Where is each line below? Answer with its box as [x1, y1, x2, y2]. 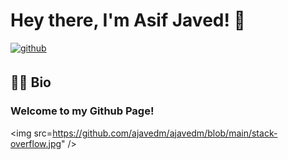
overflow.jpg [10, 137, 62, 149]
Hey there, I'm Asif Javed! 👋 [10, 9, 246, 32]
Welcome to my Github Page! [10, 104, 155, 118]
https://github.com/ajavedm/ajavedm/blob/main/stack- [52, 127, 278, 139]
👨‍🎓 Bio [10, 74, 52, 91]
